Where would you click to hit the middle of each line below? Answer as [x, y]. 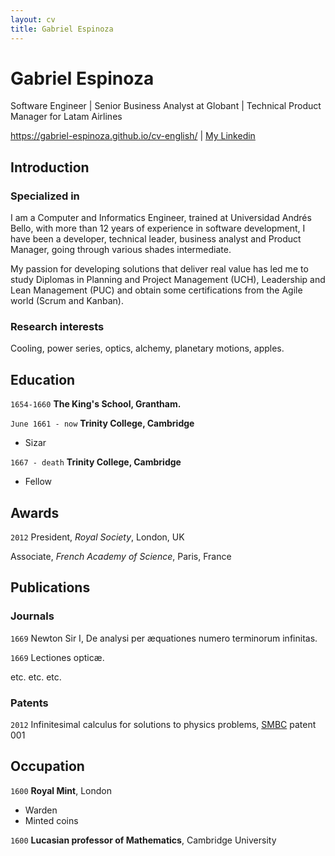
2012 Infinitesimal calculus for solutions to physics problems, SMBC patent [163, 725]
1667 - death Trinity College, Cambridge [96, 462]
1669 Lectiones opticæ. [57, 657]
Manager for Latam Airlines [66, 117]
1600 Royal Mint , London [61, 790]
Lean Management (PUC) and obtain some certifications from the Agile [156, 290]
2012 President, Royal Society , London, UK [97, 537]
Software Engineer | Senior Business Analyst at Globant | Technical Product [166, 106]
